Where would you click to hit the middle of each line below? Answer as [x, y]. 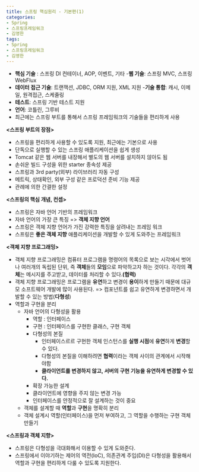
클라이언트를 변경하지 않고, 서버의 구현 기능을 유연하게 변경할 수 [114, 370]
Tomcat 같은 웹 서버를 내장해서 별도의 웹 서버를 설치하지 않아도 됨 [91, 157]
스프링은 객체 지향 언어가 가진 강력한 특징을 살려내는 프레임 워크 [88, 227]
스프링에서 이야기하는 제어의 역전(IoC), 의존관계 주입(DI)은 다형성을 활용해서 [103, 455]
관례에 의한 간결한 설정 [41, 186]
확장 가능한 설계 [51, 385]
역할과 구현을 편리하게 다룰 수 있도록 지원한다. [68, 463]
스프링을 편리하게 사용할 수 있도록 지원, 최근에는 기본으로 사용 [86, 142]
